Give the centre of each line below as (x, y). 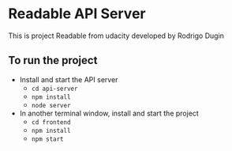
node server (51, 105)
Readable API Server (77, 14)
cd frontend (51, 122)
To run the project (53, 60)
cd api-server (54, 89)
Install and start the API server (69, 79)
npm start (48, 139)
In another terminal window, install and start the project (109, 113)
